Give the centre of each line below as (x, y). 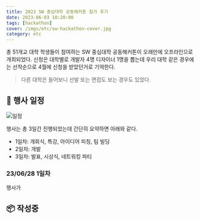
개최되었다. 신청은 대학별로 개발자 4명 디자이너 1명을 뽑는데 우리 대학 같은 (92, 59)
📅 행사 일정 (26, 100)
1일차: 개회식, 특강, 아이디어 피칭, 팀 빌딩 (62, 141)
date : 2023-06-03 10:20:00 (40, 17)
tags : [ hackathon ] (29, 23)
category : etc (24, 34)
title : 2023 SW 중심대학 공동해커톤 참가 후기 (57, 12)
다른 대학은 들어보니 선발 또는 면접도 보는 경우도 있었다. (86, 80)
